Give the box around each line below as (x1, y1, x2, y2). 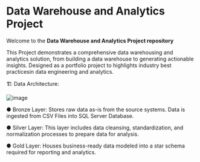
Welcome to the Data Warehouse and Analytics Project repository (6, 37, 174, 44)
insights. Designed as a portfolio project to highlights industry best (6, 62, 172, 69)
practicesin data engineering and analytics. (6, 68, 114, 75)
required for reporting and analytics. (6, 148, 97, 155)
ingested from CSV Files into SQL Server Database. (6, 112, 134, 119)
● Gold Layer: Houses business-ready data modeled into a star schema (6, 142, 185, 149)
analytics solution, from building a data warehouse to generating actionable (6, 55, 195, 62)
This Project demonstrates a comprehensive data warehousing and (6, 48, 173, 56)
